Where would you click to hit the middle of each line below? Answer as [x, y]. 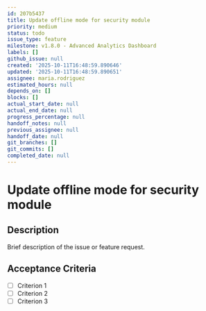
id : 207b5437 [26, 14]
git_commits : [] [31, 149]
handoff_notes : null [37, 123]
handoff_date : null [35, 136]
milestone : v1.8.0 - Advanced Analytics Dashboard [82, 46]
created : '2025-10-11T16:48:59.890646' [65, 65]
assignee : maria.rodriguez [46, 78]
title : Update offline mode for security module [79, 20]
